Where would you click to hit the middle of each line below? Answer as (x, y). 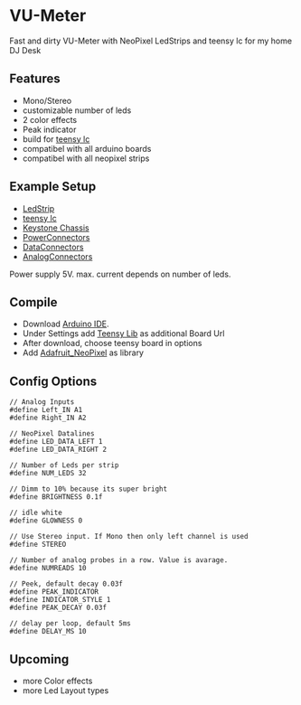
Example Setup (53, 187)
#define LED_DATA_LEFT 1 (56, 442)
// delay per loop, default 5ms (70, 624)
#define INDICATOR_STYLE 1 (60, 600)
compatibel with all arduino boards (87, 148)
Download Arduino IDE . (66, 324)
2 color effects (50, 119)
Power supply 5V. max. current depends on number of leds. (120, 274)
